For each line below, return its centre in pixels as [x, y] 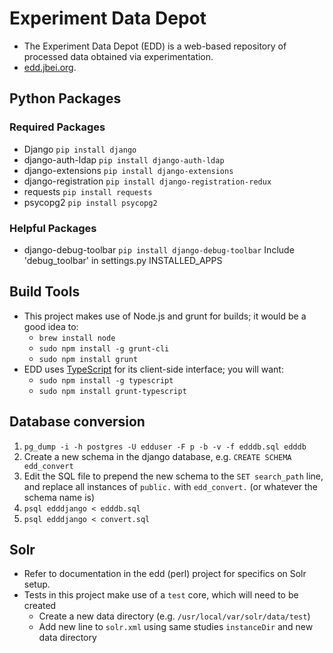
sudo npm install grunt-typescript [112, 391]
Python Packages [65, 98]
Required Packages [57, 127]
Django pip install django [80, 149]
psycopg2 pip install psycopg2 [90, 202]
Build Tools [45, 292]
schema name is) [59, 497]
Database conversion [77, 422]
